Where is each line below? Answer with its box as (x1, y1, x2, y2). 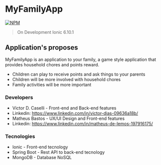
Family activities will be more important (12, 82, 92, 87)
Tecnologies (5, 133, 35, 139)
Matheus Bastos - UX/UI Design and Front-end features (12, 115, 125, 121)
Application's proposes (5, 43, 79, 52)
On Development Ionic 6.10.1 (17, 29, 74, 35)
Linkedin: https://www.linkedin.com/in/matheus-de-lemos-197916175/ (12, 121, 153, 127)
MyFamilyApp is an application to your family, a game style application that (5, 56, 156, 62)
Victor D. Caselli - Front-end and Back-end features (12, 105, 117, 111)
